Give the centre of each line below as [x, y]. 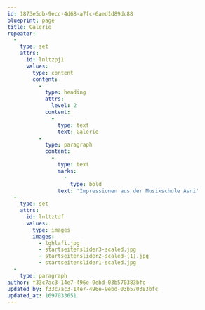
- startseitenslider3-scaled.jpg [87, 250]
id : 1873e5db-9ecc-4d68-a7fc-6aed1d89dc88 [70, 14]
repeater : [22, 33]
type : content [53, 73]
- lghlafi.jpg [59, 243]
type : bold [86, 184]
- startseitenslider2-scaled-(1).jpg [94, 256]
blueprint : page [31, 20]
